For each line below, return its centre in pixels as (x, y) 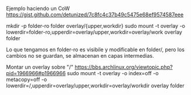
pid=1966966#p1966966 (36, 73)
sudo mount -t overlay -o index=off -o (113, 73)
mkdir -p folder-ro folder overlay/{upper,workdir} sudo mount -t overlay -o (96, 26)
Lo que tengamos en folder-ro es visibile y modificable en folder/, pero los (95, 50)
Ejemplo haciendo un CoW (38, 8)
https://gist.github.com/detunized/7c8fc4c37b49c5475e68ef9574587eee (95, 15)
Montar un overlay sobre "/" (40, 67)
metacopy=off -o (27, 79)
